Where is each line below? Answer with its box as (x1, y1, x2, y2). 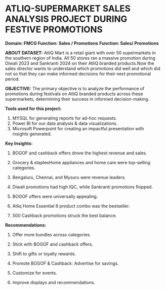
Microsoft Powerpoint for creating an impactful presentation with (12, 125, 144, 131)
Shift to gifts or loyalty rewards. (12, 251, 77, 256)
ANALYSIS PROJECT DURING (5, 13, 127, 25)
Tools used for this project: (5, 106, 62, 111)
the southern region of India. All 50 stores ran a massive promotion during (5, 55, 156, 61)
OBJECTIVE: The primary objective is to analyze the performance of (5, 85, 145, 91)
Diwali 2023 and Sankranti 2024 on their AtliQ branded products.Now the (5, 60, 155, 66)
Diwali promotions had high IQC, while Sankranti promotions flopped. (12, 183, 153, 190)
